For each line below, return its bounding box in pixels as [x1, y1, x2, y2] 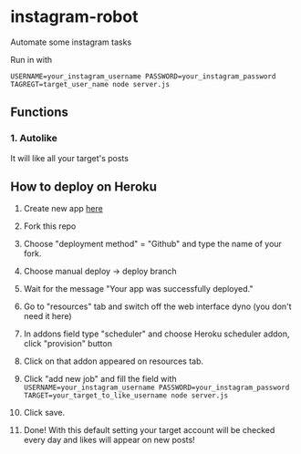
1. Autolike [10, 132, 57, 145]
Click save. [23, 408, 66, 418]
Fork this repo [23, 221, 77, 232]
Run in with [10, 54, 53, 65]
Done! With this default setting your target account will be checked [23, 425, 275, 436]
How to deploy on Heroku [10, 180, 158, 195]
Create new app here [23, 203, 103, 214]
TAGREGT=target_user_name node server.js [10, 79, 171, 88]
